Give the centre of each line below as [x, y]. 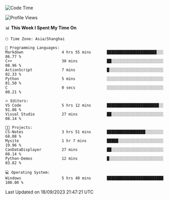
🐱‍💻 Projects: [19, 128]
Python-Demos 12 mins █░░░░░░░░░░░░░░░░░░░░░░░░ [84, 158]
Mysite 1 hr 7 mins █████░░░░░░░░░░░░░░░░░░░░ [84, 141]
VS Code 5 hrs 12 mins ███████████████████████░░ [84, 105]
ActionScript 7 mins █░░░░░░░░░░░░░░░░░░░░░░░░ [84, 70]
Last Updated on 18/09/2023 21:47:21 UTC [49, 192]
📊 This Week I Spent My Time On [41, 28]
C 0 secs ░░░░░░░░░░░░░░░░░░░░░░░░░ [84, 88]
